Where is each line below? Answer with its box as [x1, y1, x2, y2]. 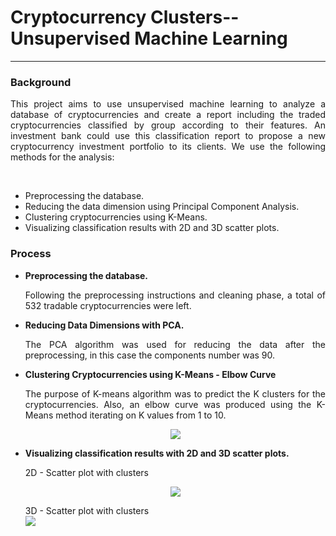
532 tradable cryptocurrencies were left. [24, 299, 192, 311]
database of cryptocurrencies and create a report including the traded [10, 109, 326, 121]
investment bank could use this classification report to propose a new [10, 130, 326, 142]
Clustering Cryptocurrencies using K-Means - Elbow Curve [24, 368, 277, 380]
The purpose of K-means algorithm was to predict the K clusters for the [24, 387, 326, 400]
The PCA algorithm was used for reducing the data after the [24, 338, 326, 350]
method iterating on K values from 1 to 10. [55, 409, 227, 421]
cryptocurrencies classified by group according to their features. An [10, 119, 326, 131]
